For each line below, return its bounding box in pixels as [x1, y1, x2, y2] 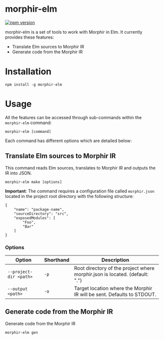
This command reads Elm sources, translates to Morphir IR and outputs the [5, 165, 156, 170]
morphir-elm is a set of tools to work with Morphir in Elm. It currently [5, 29, 143, 35]
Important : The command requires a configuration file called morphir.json [5, 188, 155, 194]
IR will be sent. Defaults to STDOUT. [74, 291, 157, 297]
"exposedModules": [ [14, 215, 56, 220]
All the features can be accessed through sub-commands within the [5, 114, 142, 120]
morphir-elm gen [5, 330, 38, 335]
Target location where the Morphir [74, 285, 153, 292]
